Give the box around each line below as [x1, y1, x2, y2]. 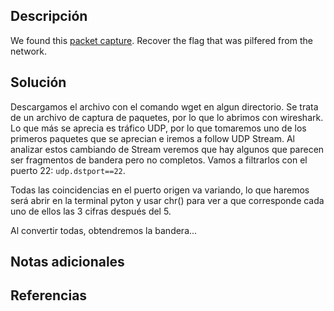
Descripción [10, 8, 88, 25]
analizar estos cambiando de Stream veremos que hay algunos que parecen [10, 143, 325, 155]
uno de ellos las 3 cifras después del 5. [10, 205, 172, 217]
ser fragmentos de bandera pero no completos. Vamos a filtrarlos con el [10, 154, 308, 166]
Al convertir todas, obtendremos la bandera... [10, 224, 198, 236]
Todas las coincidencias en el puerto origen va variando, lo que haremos [10, 184, 310, 196]
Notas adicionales [10, 254, 125, 271]
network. [10, 45, 48, 57]
